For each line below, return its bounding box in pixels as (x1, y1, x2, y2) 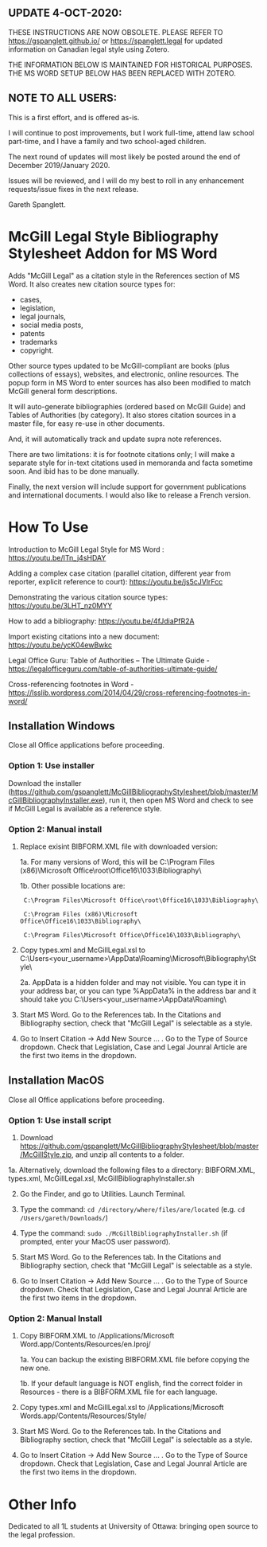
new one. (19, 1363, 51, 1373)
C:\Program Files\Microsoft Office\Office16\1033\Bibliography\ (23, 931, 241, 939)
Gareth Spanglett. (8, 199, 66, 209)
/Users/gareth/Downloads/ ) (19, 1213, 109, 1223)
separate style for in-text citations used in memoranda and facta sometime (8, 458, 253, 467)
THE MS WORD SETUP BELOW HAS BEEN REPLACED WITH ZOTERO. (8, 68, 236, 78)
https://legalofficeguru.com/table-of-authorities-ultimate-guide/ (8, 664, 218, 674)
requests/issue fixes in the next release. (8, 184, 139, 193)
